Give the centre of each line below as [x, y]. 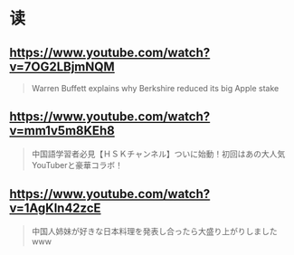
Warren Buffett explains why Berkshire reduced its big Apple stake [155, 88]
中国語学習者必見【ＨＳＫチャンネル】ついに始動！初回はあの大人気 [158, 154]
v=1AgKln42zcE [55, 208]
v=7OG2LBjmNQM [62, 66]
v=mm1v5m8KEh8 [62, 131]
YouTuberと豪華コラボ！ [77, 165]
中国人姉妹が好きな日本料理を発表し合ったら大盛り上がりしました [154, 231]
